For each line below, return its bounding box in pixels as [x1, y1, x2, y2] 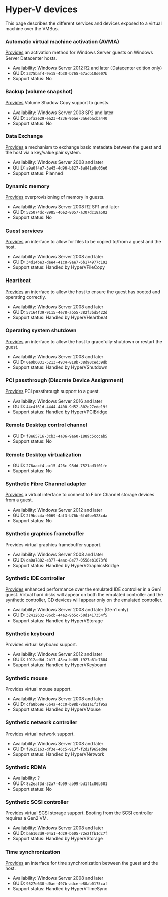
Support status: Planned [12, 170, 63, 176]
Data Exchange [5, 133, 43, 140]
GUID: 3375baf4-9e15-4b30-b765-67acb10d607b [12, 70, 108, 76]
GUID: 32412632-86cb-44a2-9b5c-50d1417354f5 [12, 612, 108, 618]
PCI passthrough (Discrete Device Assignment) [5, 377, 124, 384]
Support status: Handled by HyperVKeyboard [12, 662, 107, 668]
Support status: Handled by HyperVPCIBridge [12, 409, 108, 415]
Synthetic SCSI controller [5, 798, 69, 805]
